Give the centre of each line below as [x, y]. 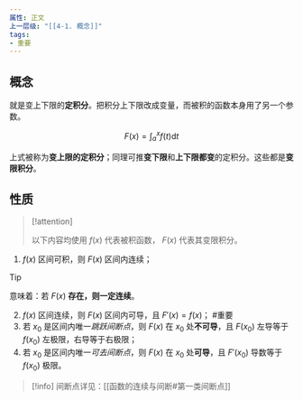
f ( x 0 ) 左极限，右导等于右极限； [80, 340]
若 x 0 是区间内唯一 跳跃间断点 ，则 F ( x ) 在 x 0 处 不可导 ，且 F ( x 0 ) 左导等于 [155, 328]
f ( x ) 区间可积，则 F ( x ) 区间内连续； [87, 259]
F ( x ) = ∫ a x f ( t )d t [151, 136]
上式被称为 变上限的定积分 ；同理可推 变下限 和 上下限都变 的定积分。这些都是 [147, 157]
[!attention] [52, 221]
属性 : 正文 [27, 18]
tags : [19, 34]
